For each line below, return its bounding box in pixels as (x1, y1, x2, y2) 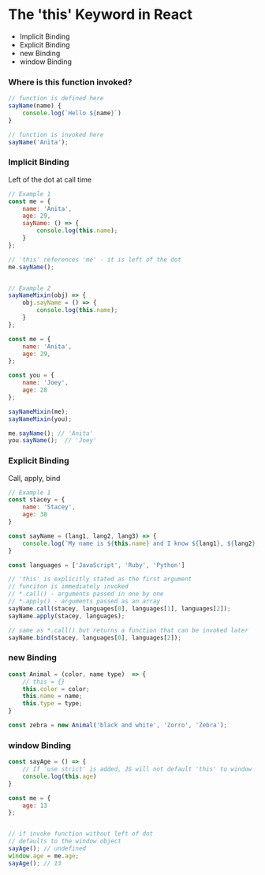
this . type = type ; (22, 700, 83, 708)
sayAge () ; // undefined (8, 845, 87, 853)
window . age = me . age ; (8, 851, 80, 860)
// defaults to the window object (8, 837, 122, 846)
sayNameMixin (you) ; (8, 415, 73, 423)
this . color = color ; (22, 685, 90, 693)
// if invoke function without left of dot (8, 830, 154, 838)
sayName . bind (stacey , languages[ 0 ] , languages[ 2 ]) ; (8, 633, 181, 641)
